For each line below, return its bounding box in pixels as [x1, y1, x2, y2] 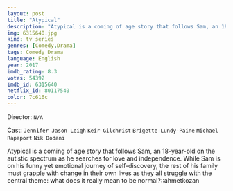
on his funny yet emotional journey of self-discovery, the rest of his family [7, 162, 218, 170]
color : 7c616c [7, 94, 49, 101]
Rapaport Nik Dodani [7, 135, 65, 142]
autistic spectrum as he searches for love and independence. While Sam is [7, 154, 221, 163]
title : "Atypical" [7, 17, 60, 24]
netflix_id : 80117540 [7, 87, 70, 94]
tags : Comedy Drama [7, 49, 64, 56]
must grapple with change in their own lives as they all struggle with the [7, 169, 212, 177]
